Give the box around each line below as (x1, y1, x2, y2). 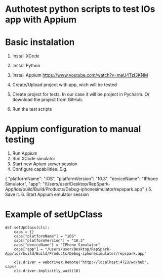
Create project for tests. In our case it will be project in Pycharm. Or (12, 92, 150, 97)
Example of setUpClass (5, 209, 103, 220)
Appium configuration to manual (5, 124, 141, 135)
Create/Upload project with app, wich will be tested (12, 82, 117, 88)
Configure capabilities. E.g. (12, 166, 68, 172)
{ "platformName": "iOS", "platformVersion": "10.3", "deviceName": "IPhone (5, 176, 158, 182)
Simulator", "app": (5, 181, 42, 187)
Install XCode (12, 53, 40, 59)
